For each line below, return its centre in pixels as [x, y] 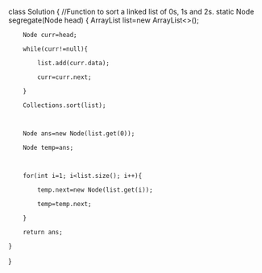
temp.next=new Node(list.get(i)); [95, 190]
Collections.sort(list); [64, 105]
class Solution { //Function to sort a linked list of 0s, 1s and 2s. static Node [131, 12]
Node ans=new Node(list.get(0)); [79, 134]
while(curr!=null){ [56, 49]
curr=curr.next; [64, 77]
